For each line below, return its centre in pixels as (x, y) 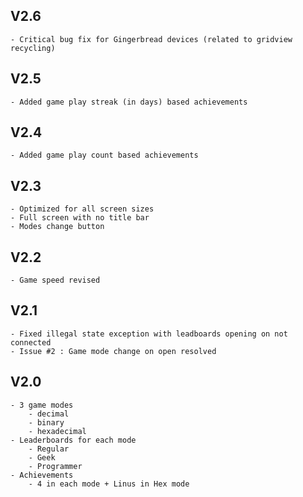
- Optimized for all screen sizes (82, 209)
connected (31, 342)
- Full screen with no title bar (80, 218)
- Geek (42, 457)
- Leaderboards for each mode (73, 440)
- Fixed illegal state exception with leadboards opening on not (149, 334)
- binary (46, 422)
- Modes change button (57, 227)
